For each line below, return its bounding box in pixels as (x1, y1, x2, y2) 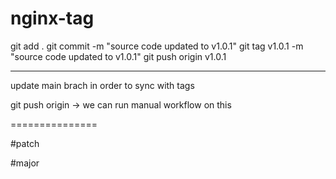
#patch (10, 137, 40, 149)
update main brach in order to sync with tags (10, 79, 195, 91)
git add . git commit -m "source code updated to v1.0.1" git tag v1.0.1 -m (10, 40, 304, 52)
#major (10, 157, 40, 169)
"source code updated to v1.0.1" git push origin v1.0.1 (10, 50, 227, 62)
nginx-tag (10, 7, 95, 30)
